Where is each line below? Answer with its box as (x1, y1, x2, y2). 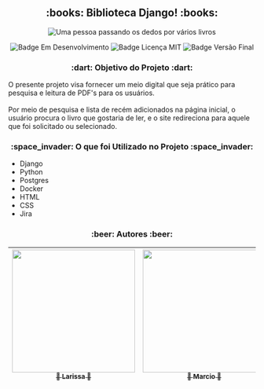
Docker (19, 184, 44, 193)
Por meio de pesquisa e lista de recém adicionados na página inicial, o (8, 105, 236, 115)
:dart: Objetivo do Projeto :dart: (71, 62, 193, 73)
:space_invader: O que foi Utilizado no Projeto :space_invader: (10, 141, 254, 152)
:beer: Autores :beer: (91, 229, 173, 240)
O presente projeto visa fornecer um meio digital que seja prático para (8, 80, 236, 90)
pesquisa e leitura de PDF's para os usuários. (8, 88, 155, 97)
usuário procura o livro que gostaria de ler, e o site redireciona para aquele (8, 113, 250, 123)
